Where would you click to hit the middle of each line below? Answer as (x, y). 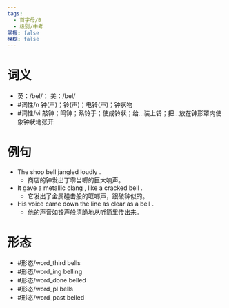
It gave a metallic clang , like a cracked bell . (80, 188)
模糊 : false (23, 39)
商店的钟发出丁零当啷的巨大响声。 (76, 180)
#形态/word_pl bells (45, 289)
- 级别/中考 (28, 26)
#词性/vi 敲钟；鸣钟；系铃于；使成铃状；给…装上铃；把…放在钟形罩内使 (119, 113)
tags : (15, 13)
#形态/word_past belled (51, 297)
